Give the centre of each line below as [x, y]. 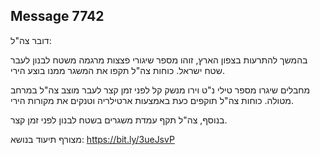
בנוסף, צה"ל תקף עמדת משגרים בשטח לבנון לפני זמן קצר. [119, 120]
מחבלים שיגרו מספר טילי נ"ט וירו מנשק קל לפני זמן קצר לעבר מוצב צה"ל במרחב [160, 90]
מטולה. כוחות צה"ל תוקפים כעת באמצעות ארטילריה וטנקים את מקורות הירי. [152, 100]
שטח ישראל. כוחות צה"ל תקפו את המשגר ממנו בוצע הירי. [118, 70]
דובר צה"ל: [31, 40]
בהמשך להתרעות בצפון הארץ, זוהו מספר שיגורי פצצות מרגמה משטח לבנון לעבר [159, 60]
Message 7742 [57, 16]
